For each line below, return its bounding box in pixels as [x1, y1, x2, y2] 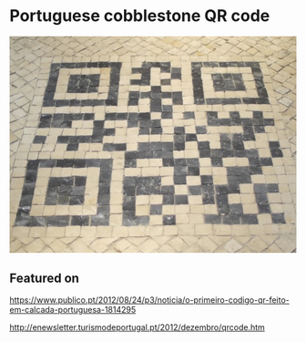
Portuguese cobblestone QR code [9, 5, 270, 26]
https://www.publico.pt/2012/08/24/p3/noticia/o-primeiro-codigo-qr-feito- [9, 295, 290, 306]
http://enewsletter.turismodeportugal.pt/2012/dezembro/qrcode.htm [9, 322, 266, 333]
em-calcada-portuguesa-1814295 [9, 305, 137, 316]
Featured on [9, 270, 80, 285]
